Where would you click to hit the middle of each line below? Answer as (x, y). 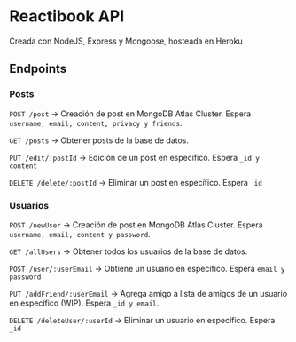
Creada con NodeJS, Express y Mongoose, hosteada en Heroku (126, 41)
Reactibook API (67, 16)
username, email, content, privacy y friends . (96, 123)
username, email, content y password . (80, 234)
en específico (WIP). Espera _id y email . (84, 303)
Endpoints (38, 69)
